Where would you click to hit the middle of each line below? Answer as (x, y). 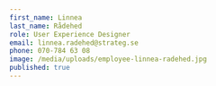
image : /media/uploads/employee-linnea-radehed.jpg (108, 59)
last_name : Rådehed (46, 26)
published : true (40, 68)
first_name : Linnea (46, 17)
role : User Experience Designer (70, 34)
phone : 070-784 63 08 (50, 51)
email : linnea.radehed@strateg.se (74, 43)
